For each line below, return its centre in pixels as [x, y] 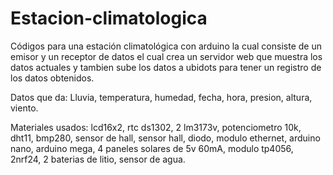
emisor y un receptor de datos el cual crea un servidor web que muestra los [166, 56]
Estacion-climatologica [109, 18]
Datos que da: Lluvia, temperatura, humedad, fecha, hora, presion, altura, [161, 97]
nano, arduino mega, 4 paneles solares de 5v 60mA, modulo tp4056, [152, 148]
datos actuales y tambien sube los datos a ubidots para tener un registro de [166, 67]
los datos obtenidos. [52, 78]
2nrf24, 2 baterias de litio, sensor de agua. [98, 159]
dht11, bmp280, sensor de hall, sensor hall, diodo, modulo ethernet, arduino [165, 138]
